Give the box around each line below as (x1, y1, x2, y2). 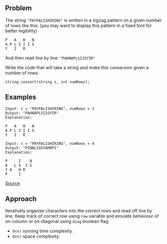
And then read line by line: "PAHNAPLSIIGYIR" (5, 55, 96, 61)
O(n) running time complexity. (12, 228, 74, 234)
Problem (5, 4, 32, 12)
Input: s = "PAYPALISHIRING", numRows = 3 (5, 106, 94, 111)
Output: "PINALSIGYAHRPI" (5, 145, 59, 150)
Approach (5, 195, 37, 203)
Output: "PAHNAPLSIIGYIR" (5, 111, 59, 116)
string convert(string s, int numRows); (5, 79, 90, 84)
